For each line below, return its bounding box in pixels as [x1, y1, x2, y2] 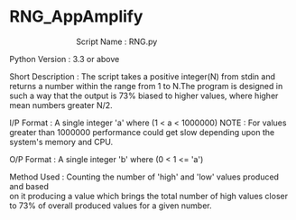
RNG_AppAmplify [9, 6, 143, 27]
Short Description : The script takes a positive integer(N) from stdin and [9, 70, 276, 82]
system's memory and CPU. [9, 136, 114, 147]
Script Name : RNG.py [76, 36, 158, 47]
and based [9, 180, 50, 191]
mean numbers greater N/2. [9, 99, 113, 110]
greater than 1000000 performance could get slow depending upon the [9, 126, 275, 137]
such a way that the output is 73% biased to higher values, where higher [9, 90, 279, 101]
